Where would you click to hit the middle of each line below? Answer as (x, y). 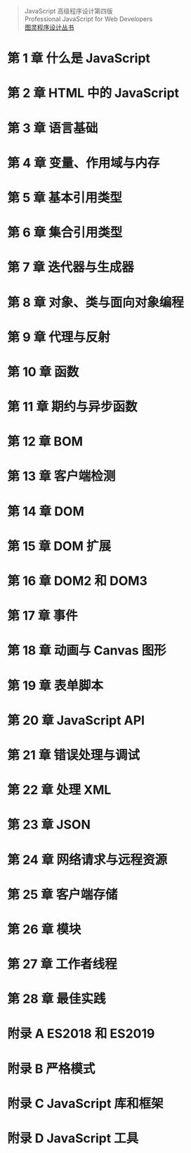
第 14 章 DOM (46, 511)
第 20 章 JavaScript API (76, 720)
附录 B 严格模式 (51, 1069)
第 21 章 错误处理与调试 (74, 755)
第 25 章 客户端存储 (62, 894)
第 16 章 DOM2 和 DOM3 (77, 581)
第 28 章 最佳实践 (57, 999)
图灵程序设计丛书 (49, 27)
